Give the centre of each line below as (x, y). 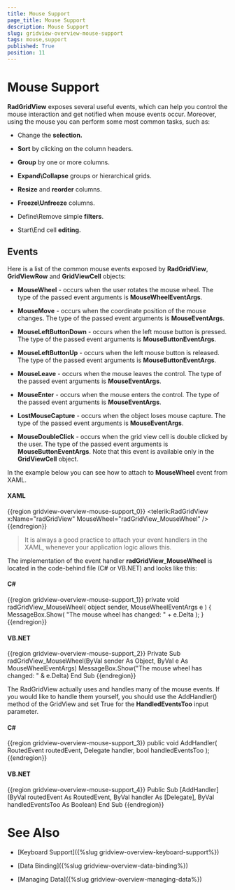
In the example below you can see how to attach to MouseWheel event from (117, 472)
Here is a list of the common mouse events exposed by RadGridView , (108, 268)
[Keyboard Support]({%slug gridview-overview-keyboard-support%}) (118, 852)
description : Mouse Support (48, 27)
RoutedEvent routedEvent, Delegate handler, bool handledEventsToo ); (108, 751)
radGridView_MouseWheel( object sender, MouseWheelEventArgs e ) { (109, 607)
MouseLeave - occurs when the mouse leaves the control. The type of (119, 373)
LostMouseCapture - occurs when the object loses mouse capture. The (121, 415)
